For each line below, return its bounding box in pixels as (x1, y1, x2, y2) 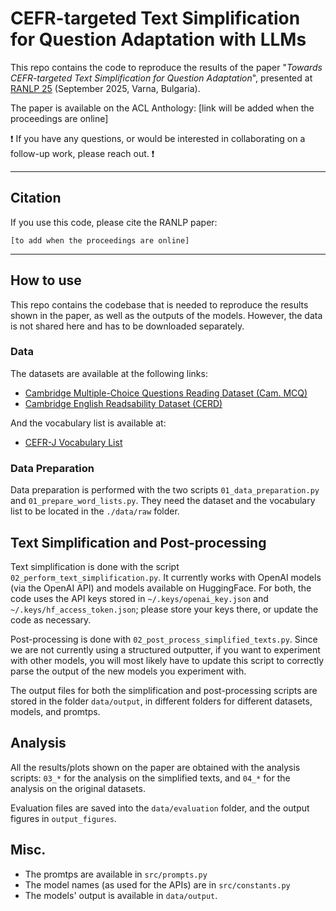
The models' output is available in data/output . (24, 889, 218, 901)
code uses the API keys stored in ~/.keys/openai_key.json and (10, 592, 269, 604)
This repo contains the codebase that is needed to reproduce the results (10, 298, 309, 311)
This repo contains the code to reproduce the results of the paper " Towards (10, 61, 323, 73)
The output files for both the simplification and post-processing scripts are (10, 684, 318, 696)
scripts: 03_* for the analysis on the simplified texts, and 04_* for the (10, 772, 291, 784)
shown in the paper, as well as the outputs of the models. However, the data (10, 309, 323, 321)
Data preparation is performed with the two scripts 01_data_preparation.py (10, 484, 320, 496)
